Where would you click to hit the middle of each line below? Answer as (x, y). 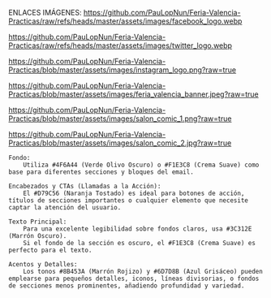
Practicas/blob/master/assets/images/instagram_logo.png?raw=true (123, 70)
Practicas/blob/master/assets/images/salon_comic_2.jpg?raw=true (120, 143)
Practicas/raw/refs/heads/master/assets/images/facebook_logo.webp (125, 21)
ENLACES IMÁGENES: (45, 13)
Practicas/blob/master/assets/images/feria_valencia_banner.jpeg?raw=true (133, 94)
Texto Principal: (38, 222)
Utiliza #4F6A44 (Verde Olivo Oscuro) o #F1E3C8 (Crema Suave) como (141, 165)
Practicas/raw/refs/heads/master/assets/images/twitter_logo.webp (120, 45)
